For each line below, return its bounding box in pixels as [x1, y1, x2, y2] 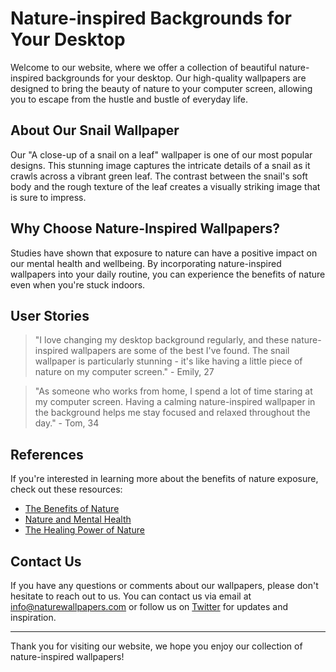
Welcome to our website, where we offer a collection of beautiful [10, 61, 277, 73]
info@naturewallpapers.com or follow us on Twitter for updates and [10, 601, 288, 612]
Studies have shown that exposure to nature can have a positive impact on [10, 247, 318, 259]
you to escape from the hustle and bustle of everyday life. [10, 93, 248, 105]
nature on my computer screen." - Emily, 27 [34, 366, 215, 378]
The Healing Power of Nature [24, 524, 145, 536]
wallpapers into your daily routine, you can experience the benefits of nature [10, 268, 326, 280]
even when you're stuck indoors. [10, 278, 146, 291]
